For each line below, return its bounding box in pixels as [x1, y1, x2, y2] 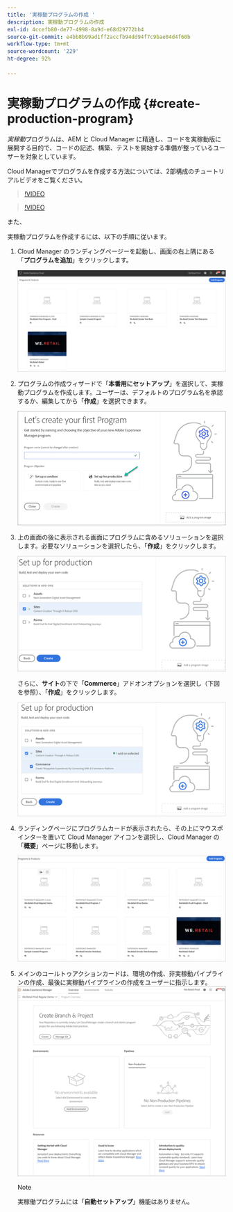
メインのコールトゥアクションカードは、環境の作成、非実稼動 [17, 970, 194, 978]
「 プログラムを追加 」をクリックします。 [17, 255, 132, 264]
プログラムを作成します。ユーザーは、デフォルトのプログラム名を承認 [23, 388, 223, 397]
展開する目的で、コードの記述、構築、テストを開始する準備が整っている [7, 143, 214, 152]
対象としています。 [25, 152, 80, 160]
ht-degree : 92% [7, 56, 51, 63]
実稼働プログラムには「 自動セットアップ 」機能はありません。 [17, 1197, 193, 1206]
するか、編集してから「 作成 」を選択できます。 [17, 397, 150, 405]
